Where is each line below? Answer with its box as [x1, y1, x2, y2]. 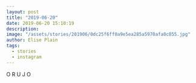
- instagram [11, 54, 42, 60]
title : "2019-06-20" [6, 15, 59, 21]
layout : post [6, 8, 39, 15]
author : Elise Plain [6, 37, 59, 43]
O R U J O [6, 70, 31, 78]
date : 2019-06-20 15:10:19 [6, 20, 74, 26]
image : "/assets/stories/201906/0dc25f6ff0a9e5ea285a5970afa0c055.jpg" [6, 32, 191, 38]
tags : [6, 43, 20, 49]
